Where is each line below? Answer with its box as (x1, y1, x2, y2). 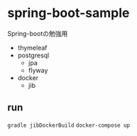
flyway (28, 66, 48, 74)
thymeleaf (17, 43, 48, 52)
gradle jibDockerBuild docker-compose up (7, 122, 130, 129)
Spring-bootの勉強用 (7, 29, 68, 38)
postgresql (17, 51, 50, 59)
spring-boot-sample (7, 5, 130, 21)
